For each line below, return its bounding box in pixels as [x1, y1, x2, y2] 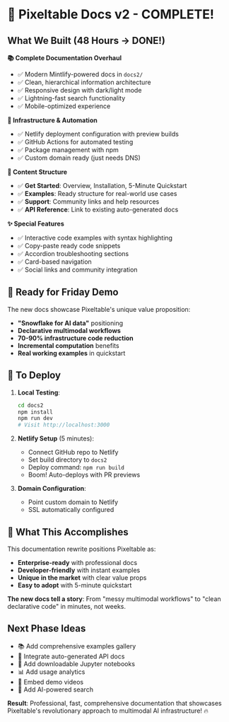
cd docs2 [17, 402, 44, 409]
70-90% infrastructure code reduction [17, 334, 134, 342]
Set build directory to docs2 [28, 455, 107, 464]
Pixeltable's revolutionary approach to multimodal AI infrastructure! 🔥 [7, 706, 209, 715]
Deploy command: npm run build [28, 463, 125, 472]
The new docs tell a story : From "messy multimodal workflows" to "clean [7, 594, 221, 603]
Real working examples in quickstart [17, 349, 126, 357]
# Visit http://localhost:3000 [17, 421, 110, 429]
